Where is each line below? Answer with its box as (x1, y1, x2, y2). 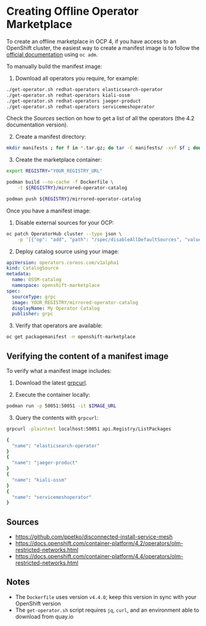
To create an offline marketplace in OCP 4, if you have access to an (6, 37, 177, 45)
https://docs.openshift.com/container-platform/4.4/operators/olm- (15, 553, 184, 560)
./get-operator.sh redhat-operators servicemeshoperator (6, 103, 155, 110)
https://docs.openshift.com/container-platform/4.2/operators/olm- (15, 539, 183, 547)
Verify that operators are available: (15, 322, 103, 329)
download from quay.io (15, 612, 74, 620)
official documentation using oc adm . (6, 50, 98, 58)
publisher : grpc (12, 311, 53, 317)
